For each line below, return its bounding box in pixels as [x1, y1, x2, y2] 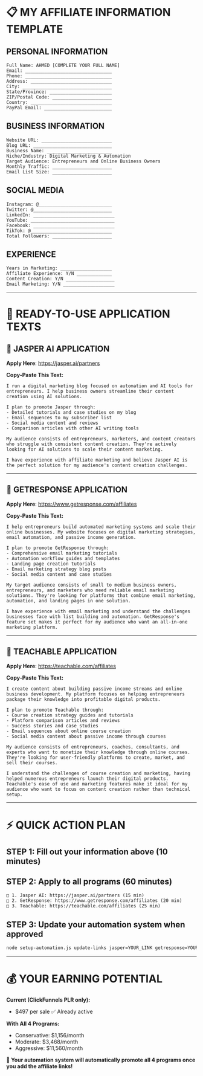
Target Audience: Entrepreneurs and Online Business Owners [6, 158, 161, 164]
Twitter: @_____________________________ [6, 207, 112, 213]
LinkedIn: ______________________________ [6, 211, 115, 218]
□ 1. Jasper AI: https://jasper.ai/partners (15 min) [6, 892, 145, 898]
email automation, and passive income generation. [6, 535, 137, 541]
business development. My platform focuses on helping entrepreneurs [6, 691, 185, 697]
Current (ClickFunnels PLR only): [6, 996, 91, 1004]
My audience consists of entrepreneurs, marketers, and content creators [6, 436, 196, 442]
